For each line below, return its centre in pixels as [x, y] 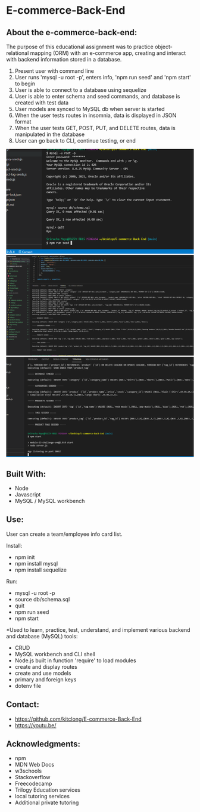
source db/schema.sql [42, 599]
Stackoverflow [32, 777]
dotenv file [28, 686]
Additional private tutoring [47, 802]
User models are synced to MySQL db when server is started [90, 109]
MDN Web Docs [35, 765]
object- [163, 47]
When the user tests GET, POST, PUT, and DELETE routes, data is [95, 128]
